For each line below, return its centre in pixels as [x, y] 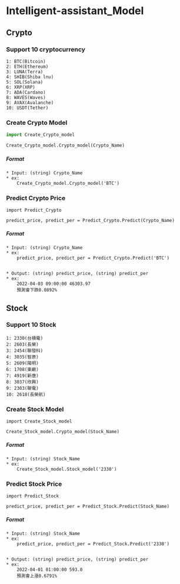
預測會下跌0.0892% [37, 290]
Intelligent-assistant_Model [75, 11]
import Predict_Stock [33, 496]
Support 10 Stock [31, 325]
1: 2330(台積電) [25, 338]
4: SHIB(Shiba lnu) [30, 77]
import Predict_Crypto [34, 210]
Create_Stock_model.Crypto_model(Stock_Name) [63, 432]
